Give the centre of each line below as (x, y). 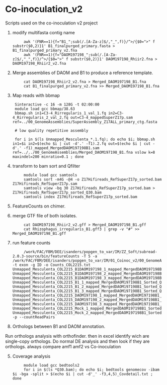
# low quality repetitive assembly (51, 130)
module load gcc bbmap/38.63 (45, 109)
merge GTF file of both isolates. (45, 215)
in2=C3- (116, 113)
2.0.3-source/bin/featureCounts (46, 256)
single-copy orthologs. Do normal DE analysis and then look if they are (78, 341)
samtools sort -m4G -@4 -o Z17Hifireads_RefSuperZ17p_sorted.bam (93, 179)
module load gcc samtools (50, 175)
